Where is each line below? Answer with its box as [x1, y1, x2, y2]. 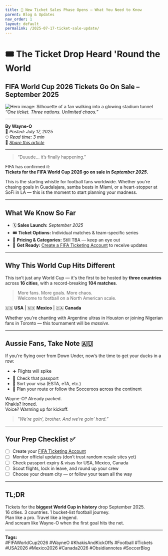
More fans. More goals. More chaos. [17, 290, 92, 296]
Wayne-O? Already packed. [5, 395, 62, 401]
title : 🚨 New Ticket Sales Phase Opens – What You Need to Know [5, 7, 142, 13]
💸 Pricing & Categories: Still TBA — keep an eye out [12, 236, 120, 243]
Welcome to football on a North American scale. [17, 295, 116, 301]
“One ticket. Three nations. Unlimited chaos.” [5, 109, 98, 115]
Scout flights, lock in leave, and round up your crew [12, 465, 119, 471]
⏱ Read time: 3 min [5, 134, 45, 140]
